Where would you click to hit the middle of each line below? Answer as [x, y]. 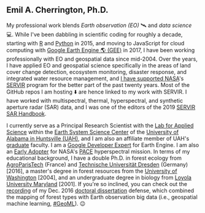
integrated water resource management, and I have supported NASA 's [95, 78]
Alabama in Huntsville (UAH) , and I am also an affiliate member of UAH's [98, 138]
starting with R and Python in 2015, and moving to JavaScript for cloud [95, 43]
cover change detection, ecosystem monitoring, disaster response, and [97, 72]
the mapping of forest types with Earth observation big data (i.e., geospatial [102, 197]
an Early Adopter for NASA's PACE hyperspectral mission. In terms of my [98, 151]
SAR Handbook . [26, 113]
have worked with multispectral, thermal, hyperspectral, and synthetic [95, 100]
